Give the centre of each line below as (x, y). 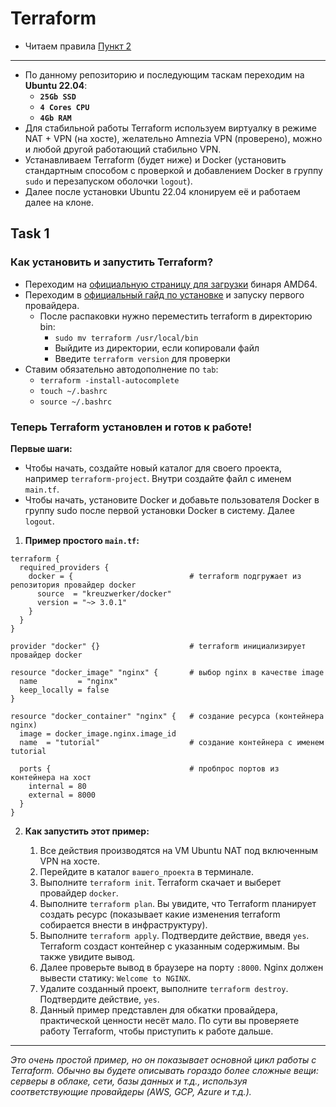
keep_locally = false (64, 690)
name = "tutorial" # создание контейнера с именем (172, 742)
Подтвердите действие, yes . (99, 999)
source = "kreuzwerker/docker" (104, 593)
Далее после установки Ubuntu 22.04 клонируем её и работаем (162, 191)
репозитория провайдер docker (73, 585)
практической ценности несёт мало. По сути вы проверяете (169, 1020)
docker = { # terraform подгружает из (165, 576)
